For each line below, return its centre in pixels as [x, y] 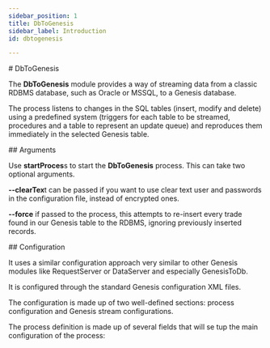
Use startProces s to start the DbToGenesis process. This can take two [127, 166]
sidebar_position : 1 [43, 16]
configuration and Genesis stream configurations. [91, 312]
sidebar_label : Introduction [57, 31]
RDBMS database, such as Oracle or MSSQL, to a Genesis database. [122, 93]
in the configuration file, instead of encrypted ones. [94, 198]
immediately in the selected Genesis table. [79, 134]
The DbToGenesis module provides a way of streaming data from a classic [133, 84]
